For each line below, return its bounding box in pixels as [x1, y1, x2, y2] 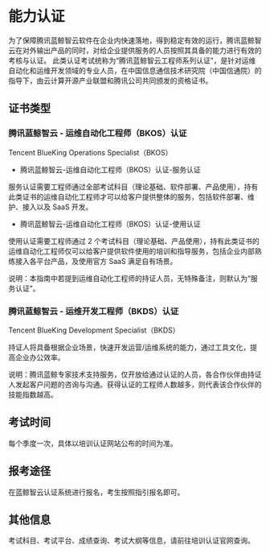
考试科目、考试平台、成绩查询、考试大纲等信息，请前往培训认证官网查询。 [8, 536, 255, 546]
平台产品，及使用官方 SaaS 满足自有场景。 [35, 256, 178, 266]
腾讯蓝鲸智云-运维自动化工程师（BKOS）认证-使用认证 [19, 219, 201, 229]
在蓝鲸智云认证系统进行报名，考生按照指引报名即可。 [8, 487, 185, 497]
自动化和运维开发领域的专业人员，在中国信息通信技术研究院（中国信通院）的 [8, 65, 262, 75]
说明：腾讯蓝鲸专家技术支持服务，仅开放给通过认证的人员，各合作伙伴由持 [8, 369, 255, 379]
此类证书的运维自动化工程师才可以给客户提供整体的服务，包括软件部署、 [8, 192, 247, 201]
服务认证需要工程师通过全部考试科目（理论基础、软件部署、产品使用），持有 [8, 182, 259, 192]
